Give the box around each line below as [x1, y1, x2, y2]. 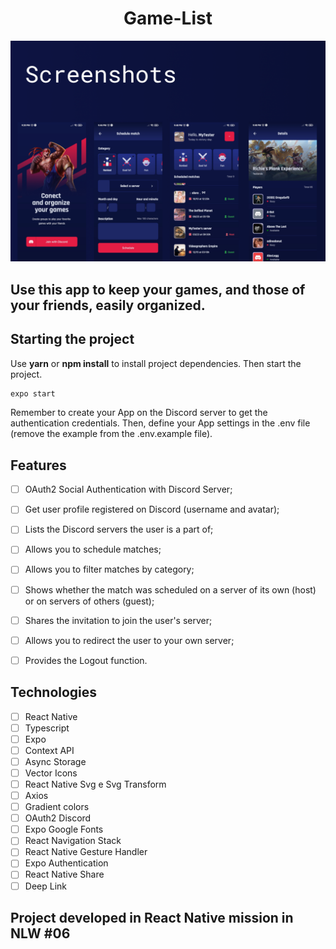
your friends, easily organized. [10, 297, 206, 314]
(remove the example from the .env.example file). [10, 428, 213, 440]
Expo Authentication [24, 857, 109, 869]
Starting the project [10, 331, 135, 348]
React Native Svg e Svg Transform [24, 778, 167, 790]
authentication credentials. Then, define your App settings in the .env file [10, 417, 311, 429]
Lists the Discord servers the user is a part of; [24, 523, 214, 536]
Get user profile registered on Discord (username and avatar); [24, 503, 280, 516]
